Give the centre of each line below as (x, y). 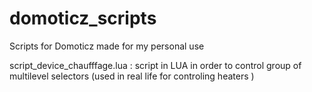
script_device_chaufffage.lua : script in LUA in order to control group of (155, 65)
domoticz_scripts (83, 18)
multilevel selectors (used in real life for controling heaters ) (132, 76)
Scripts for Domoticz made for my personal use (107, 46)
